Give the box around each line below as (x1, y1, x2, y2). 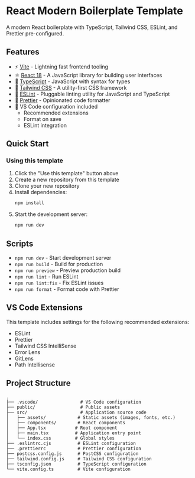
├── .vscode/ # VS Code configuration (6, 399, 142, 405)
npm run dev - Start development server (14, 254, 112, 261)
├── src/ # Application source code (6, 409, 147, 415)
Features (6, 47, 40, 57)
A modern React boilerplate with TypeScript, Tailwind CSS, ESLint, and (6, 24, 178, 31)
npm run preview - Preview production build (14, 267, 121, 274)
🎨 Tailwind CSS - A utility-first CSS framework (14, 84, 127, 91)
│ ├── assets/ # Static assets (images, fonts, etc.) (6, 414, 176, 420)
